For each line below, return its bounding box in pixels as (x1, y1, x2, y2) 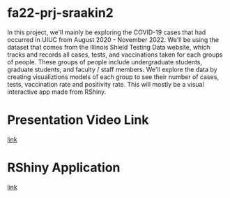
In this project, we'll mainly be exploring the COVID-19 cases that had (7, 28, 206, 36)
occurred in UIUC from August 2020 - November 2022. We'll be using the (7, 35, 220, 43)
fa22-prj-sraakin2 (7, 5, 114, 21)
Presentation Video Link (7, 112, 149, 128)
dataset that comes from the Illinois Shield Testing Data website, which (7, 43, 210, 51)
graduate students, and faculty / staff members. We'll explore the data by (7, 65, 217, 73)
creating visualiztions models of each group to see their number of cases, (7, 72, 220, 81)
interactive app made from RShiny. (7, 87, 107, 96)
